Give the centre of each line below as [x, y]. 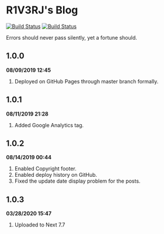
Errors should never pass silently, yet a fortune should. [71, 37]
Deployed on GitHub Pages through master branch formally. [86, 81]
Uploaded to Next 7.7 [40, 225]
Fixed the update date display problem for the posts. [77, 181]
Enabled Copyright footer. [46, 169]
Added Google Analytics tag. [49, 125]
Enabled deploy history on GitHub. [56, 175]
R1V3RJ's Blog [42, 10]
